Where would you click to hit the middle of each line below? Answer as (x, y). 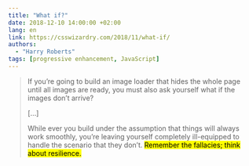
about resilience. (54, 153)
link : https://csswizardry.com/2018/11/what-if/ (89, 37)
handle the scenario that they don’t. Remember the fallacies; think (134, 145)
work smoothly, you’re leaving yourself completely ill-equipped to (133, 136)
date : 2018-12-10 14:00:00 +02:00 (65, 23)
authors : (22, 45)
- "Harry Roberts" (46, 52)
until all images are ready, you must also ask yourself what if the (131, 89)
